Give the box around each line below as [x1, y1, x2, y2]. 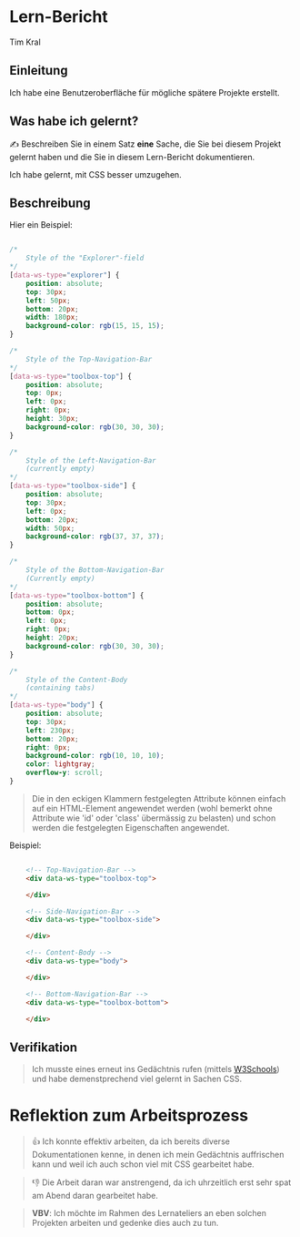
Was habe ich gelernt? [9, 114, 139, 129]
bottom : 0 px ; [25, 608, 75, 617]
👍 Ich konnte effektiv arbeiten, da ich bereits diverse [31, 1136, 230, 1147]
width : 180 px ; [25, 312, 79, 322]
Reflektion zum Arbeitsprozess [9, 1105, 248, 1126]
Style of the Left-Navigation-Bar [25, 455, 156, 465]
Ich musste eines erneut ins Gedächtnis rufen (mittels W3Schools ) [31, 1064, 280, 1075]
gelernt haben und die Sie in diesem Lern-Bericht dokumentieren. [9, 151, 255, 162]
